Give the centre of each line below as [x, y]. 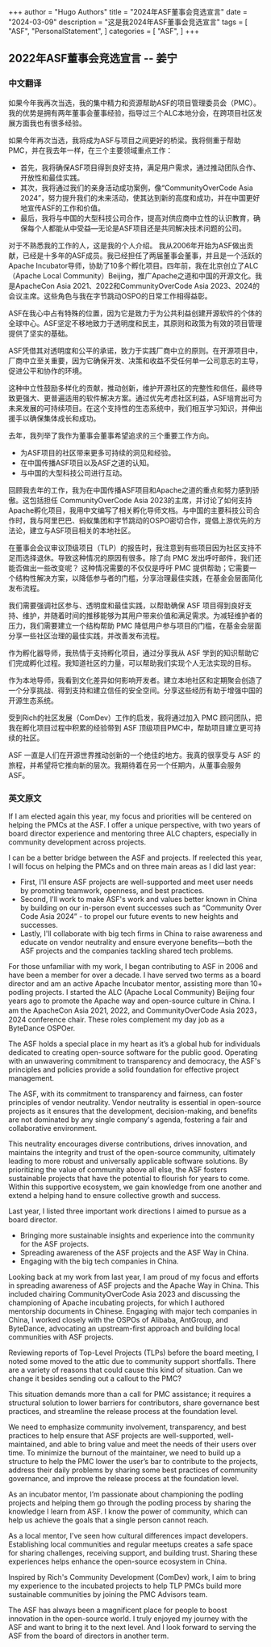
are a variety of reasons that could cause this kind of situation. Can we [126, 1370]
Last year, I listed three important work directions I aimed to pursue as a [127, 1211]
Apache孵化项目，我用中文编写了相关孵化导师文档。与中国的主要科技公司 [131, 510]
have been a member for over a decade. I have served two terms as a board [135, 975]
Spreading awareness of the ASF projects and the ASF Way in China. [134, 1252]
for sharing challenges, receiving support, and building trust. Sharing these [133, 1552]
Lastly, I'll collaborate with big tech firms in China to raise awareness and [141, 934]
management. [31, 1078]
